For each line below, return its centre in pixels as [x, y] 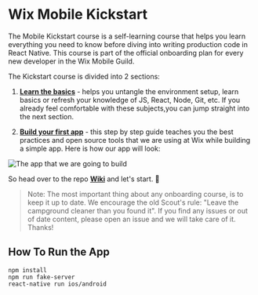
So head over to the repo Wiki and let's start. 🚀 [84, 179]
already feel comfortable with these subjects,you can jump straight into [134, 108]
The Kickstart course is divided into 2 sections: [84, 76]
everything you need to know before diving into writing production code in [128, 44]
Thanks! [40, 227]
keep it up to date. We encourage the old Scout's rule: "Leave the [133, 202]
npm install [27, 270]
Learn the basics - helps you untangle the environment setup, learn [129, 91]
